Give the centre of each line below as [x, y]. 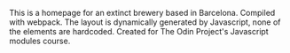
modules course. [40, 41]
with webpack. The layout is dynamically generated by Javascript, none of [145, 22]
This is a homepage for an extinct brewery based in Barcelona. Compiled [142, 13]
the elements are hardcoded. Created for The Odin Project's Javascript [139, 31]
